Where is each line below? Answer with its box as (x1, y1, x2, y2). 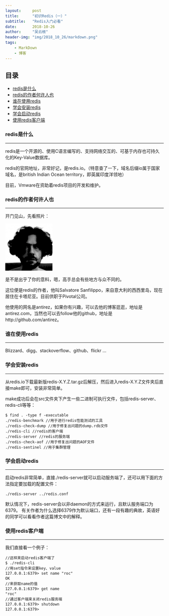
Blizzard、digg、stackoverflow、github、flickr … (5, 348, 107, 354)
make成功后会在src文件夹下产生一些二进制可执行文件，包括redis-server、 (5, 396, 159, 402)
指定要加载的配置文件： (9, 480, 58, 486)
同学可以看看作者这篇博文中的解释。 (9, 513, 84, 519)
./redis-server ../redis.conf (5, 491, 69, 497)
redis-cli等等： (5, 402, 36, 408)
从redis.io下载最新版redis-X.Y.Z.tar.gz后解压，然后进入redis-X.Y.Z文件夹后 (5, 379, 159, 385)
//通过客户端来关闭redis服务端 (5, 597, 62, 602)
